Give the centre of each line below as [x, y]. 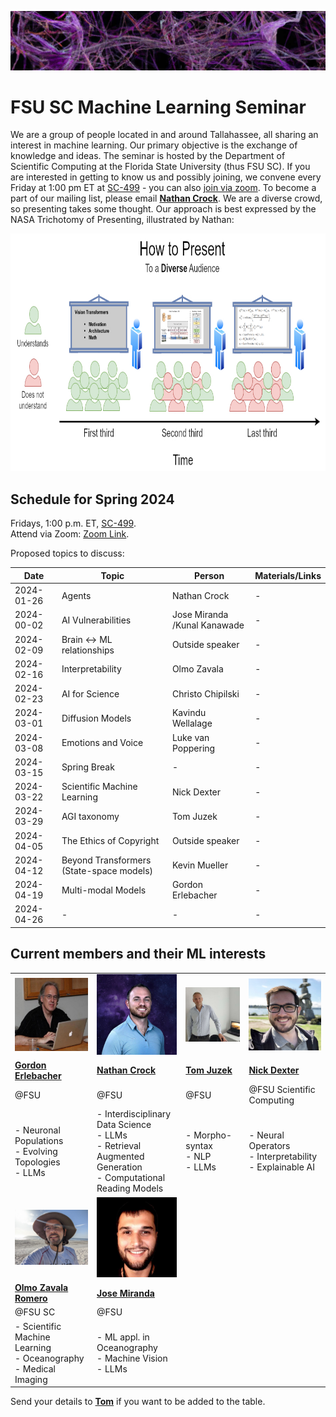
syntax [199, 1146]
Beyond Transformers [106, 860]
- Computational [131, 1178]
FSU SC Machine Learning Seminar [158, 107]
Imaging [31, 1379]
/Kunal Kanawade [208, 625]
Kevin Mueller [200, 865]
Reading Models [130, 1188]
